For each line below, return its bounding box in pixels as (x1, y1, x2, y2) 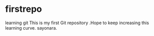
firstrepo (5, 3, 42, 15)
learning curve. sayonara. (5, 25, 57, 31)
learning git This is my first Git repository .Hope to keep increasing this (5, 20, 150, 26)
